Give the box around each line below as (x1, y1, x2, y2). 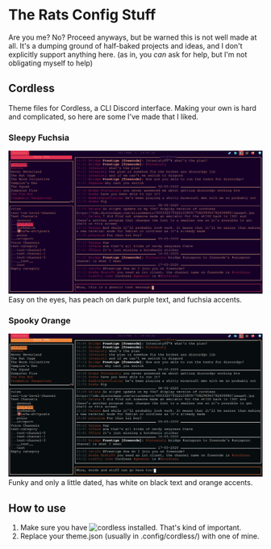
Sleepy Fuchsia (8, 132, 70, 143)
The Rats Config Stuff (8, 6, 156, 24)
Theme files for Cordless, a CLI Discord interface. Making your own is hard (8, 103, 256, 112)
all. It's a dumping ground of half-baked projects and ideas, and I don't (8, 40, 244, 50)
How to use (8, 501, 66, 515)
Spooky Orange (8, 315, 71, 326)
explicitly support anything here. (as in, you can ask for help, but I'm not (8, 49, 248, 59)
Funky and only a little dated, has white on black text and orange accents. (8, 478, 253, 488)
